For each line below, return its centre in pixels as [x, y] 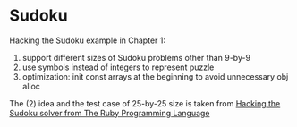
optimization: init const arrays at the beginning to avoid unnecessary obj [155, 76]
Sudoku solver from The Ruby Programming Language [110, 113]
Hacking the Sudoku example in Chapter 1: [87, 40]
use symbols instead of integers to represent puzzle [118, 67]
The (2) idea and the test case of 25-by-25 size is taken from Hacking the [145, 103]
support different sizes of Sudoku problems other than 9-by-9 [136, 57]
